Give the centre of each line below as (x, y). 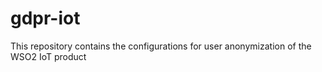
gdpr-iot (45, 18)
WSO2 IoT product (48, 56)
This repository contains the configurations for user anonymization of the (161, 46)
